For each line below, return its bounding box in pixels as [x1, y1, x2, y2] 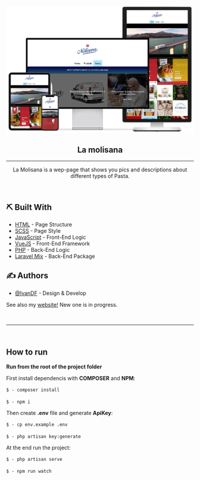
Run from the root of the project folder [6, 363, 102, 370]
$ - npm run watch [6, 468, 52, 474]
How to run [6, 347, 48, 358]
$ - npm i [6, 399, 31, 405]
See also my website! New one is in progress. [6, 301, 118, 308]
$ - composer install [6, 387, 60, 393]
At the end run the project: [6, 444, 71, 451]
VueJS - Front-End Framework [14, 240, 90, 247]
